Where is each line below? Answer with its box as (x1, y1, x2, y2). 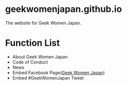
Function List (5, 37, 60, 49)
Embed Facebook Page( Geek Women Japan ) (12, 70, 105, 76)
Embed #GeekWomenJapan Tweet (12, 75, 84, 81)
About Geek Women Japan (12, 54, 68, 60)
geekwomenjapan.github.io (5, 3, 122, 15)
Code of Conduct (12, 59, 48, 65)
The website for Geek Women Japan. (5, 20, 82, 26)
